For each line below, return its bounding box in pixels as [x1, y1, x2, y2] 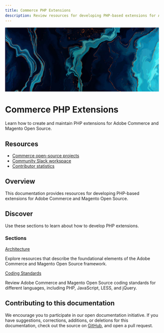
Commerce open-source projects [12, 152, 80, 159]
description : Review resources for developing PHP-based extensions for [5, 13, 156, 18]
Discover [5, 210, 33, 218]
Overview [5, 177, 36, 186]
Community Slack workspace [12, 158, 72, 164]
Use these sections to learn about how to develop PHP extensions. [5, 223, 139, 229]
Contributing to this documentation [5, 299, 115, 308]
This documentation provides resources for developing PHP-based [5, 190, 140, 196]
